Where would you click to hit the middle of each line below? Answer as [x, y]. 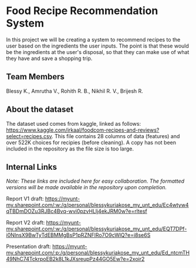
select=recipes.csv [29, 136]
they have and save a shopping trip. [49, 58]
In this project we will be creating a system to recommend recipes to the [93, 39]
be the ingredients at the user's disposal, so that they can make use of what [98, 52]
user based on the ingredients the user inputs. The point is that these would [98, 46]
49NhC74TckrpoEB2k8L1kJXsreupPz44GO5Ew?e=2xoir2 [75, 259]
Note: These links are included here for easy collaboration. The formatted [95, 181]
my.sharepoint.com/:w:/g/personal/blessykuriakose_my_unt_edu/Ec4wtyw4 [97, 205]
